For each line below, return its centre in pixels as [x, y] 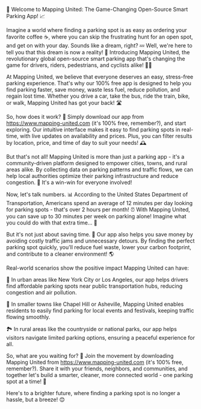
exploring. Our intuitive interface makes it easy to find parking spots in [93, 129]
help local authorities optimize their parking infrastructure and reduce [92, 176]
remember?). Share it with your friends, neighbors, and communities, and [97, 369]
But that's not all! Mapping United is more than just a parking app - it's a [95, 157]
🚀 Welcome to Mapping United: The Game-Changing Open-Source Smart [97, 9]
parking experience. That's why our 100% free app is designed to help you [99, 83]
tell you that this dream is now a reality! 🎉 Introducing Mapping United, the [98, 52]
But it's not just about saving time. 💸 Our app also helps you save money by [100, 234]
